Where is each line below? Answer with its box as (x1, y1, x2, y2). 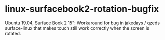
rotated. (5, 30, 21, 36)
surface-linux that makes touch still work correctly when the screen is (5, 25, 149, 31)
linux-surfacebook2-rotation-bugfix (5, 3, 159, 15)
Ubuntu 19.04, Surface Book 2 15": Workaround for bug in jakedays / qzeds (5, 20, 160, 26)
